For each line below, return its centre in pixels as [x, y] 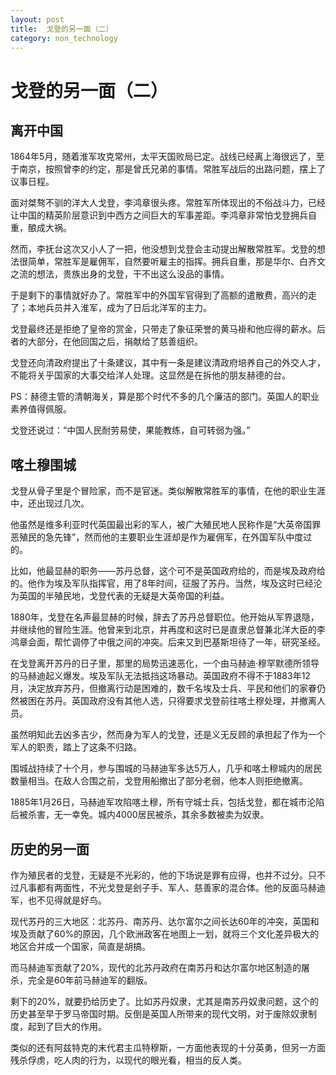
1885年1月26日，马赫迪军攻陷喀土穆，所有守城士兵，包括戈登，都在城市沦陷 [167, 802]
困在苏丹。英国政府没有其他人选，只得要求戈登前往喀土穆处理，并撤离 [172, 701]
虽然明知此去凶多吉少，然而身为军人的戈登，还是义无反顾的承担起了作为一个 [168, 735]
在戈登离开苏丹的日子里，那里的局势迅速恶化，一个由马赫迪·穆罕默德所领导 [165, 663]
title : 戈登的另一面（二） [62, 29]
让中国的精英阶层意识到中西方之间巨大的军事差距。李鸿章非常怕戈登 [150, 215]
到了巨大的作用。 [71, 1026]
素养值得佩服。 [41, 409]
